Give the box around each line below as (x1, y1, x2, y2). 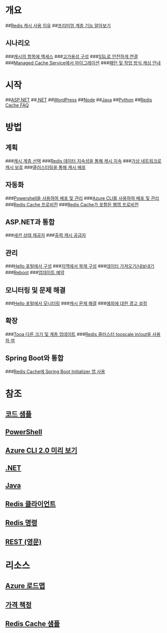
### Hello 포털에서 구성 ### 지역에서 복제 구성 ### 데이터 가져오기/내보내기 (5, 263, 155, 269)
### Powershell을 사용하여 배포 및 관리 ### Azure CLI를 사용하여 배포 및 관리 (5, 195, 159, 201)
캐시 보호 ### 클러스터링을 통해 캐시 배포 (5, 164, 86, 170)
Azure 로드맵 (5, 582, 45, 590)
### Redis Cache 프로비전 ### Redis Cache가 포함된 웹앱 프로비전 (5, 201, 139, 207)
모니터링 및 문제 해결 (5, 286, 66, 295)
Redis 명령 (5, 518, 38, 527)
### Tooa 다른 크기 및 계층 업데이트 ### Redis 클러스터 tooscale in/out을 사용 (5, 331, 161, 337)
